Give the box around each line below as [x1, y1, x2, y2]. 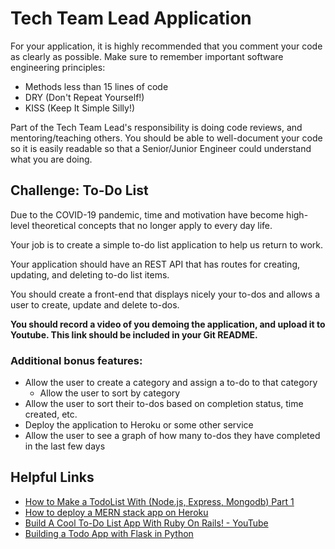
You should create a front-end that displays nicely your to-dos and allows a [10, 288, 321, 300]
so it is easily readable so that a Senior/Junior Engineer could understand [10, 142, 312, 154]
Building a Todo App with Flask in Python [24, 527, 194, 539]
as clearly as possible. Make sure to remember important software [10, 50, 284, 62]
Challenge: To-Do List [10, 182, 149, 199]
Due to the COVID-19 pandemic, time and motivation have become [10, 208, 285, 221]
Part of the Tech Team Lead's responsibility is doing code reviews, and [10, 121, 303, 133]
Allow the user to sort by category [39, 387, 181, 399]
